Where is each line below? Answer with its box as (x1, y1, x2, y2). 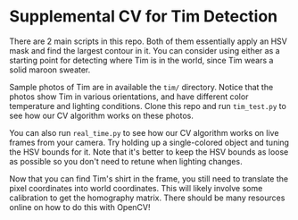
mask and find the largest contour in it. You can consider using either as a (9, 45, 280, 55)
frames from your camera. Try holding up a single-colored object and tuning (9, 137, 290, 148)
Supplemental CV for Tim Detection (9, 6, 278, 27)
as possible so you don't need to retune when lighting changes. (9, 156, 243, 166)
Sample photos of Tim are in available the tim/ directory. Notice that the (9, 81, 274, 92)
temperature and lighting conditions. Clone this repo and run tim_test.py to (9, 100, 287, 111)
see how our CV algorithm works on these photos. (9, 110, 194, 121)
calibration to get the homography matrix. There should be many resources (9, 192, 286, 203)
